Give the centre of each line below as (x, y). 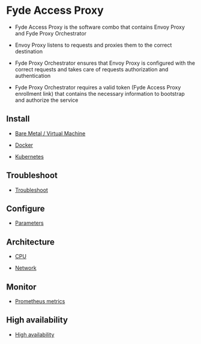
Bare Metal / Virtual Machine (50, 133)
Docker (24, 145)
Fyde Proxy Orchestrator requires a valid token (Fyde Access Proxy (98, 87)
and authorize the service (46, 100)
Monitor (22, 287)
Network (26, 268)
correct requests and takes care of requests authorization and (91, 69)
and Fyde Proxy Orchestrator (51, 33)
